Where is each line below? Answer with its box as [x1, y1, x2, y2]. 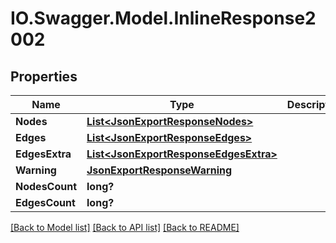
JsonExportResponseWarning [86, 163, 233, 177]
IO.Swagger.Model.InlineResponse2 [10, 7, 317, 30]
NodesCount [15, 180, 78, 193]
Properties [10, 68, 78, 85]
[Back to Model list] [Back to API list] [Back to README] [10, 222, 240, 233]
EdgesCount [15, 196, 76, 209]
